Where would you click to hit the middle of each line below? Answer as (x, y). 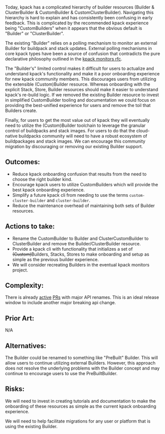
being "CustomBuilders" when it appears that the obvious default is (74, 28)
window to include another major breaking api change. (61, 303)
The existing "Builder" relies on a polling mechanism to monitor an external (81, 43)
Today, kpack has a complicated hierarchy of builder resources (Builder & (80, 7)
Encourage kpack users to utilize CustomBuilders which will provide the (85, 184)
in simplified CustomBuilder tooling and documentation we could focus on (80, 100)
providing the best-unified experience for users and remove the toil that (78, 105)
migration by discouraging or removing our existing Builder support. (74, 146)
